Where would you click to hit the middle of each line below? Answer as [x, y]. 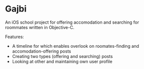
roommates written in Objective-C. [40, 27]
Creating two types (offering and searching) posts [62, 56]
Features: [15, 37]
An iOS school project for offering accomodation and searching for [72, 22]
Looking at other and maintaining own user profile [62, 61]
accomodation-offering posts [41, 51]
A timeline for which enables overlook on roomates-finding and [75, 46]
